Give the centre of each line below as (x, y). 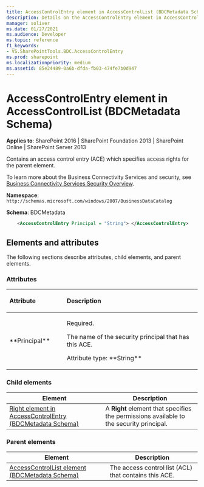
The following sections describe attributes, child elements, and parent (93, 257)
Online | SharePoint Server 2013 (46, 147)
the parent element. (31, 166)
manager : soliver (28, 23)
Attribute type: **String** (104, 358)
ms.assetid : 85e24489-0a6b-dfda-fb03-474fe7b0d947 (72, 68)
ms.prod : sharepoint (32, 57)
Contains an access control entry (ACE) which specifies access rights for (98, 159)
